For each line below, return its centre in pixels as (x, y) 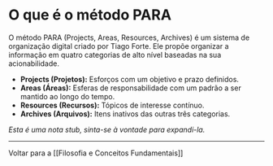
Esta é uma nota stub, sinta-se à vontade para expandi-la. (107, 129)
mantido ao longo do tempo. (67, 96)
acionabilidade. (34, 63)
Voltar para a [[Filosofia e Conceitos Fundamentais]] (96, 153)
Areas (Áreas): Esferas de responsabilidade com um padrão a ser (130, 88)
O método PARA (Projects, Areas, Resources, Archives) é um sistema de (129, 37)
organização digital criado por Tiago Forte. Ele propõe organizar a (119, 46)
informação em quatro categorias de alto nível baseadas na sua (115, 55)
